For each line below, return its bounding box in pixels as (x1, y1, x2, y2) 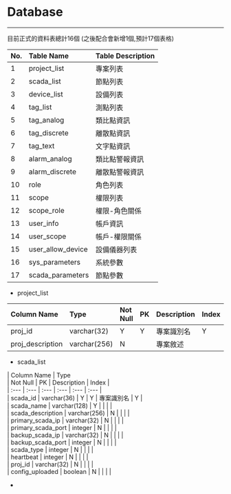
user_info (28, 218, 59, 228)
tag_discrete (28, 128, 69, 138)
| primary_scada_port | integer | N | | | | (7, 423, 117, 431)
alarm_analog (28, 154, 72, 163)
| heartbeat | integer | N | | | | (7, 453, 89, 461)
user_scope (28, 231, 67, 241)
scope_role (28, 205, 65, 215)
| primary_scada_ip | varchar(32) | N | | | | (7, 416, 124, 424)
